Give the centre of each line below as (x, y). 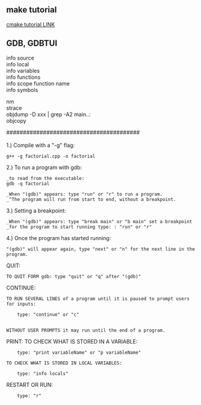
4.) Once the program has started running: (59, 238)
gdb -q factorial (28, 184)
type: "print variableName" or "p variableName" (79, 352)
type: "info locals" (43, 373)
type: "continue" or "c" (48, 314)
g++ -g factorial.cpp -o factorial (51, 156)
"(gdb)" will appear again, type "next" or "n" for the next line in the (101, 249)
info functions (23, 77)
